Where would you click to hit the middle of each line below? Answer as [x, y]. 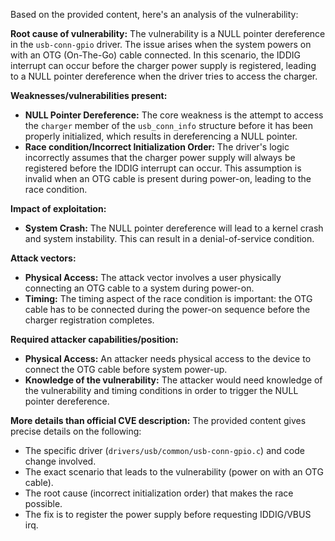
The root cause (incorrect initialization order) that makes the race [159, 493]
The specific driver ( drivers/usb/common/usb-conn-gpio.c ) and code [164, 450]
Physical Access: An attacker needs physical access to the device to [168, 358]
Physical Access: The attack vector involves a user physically [153, 277]
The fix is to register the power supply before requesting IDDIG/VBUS [168, 514]
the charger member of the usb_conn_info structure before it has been [169, 125]
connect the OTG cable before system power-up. [126, 369]
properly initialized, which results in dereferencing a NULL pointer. [161, 136]
